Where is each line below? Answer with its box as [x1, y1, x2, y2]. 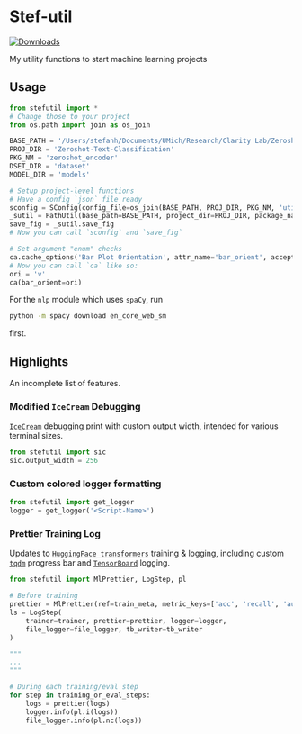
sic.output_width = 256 [9, 457, 99, 466]
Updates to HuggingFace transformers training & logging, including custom [9, 548, 285, 559]
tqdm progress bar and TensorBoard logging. [9, 557, 171, 568]
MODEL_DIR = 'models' [9, 169, 91, 179]
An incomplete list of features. [9, 378, 121, 389]
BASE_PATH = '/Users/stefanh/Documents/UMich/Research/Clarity [9, 137, 252, 146]
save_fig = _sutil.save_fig [9, 220, 115, 229]
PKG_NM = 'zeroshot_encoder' [9, 153, 119, 163]
